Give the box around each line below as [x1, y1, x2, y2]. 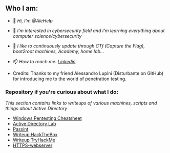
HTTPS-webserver [12, 142, 53, 148]
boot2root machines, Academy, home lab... [12, 48, 104, 54]
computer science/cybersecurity [12, 33, 82, 39]
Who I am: [5, 4, 38, 13]
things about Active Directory [5, 106, 68, 112]
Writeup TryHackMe [12, 137, 55, 143]
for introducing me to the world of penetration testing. [12, 75, 126, 82]
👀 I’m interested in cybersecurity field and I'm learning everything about [12, 28, 165, 34]
